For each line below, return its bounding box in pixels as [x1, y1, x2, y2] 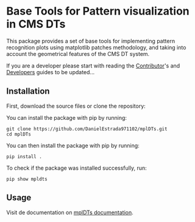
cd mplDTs [6, 131, 32, 137]
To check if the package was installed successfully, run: [6, 164, 147, 172]
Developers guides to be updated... [6, 68, 95, 75]
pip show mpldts [6, 176, 48, 182]
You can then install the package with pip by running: [6, 142, 140, 149]
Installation [6, 86, 50, 97]
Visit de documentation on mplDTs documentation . [6, 209, 134, 216]
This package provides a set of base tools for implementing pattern [6, 37, 175, 44]
